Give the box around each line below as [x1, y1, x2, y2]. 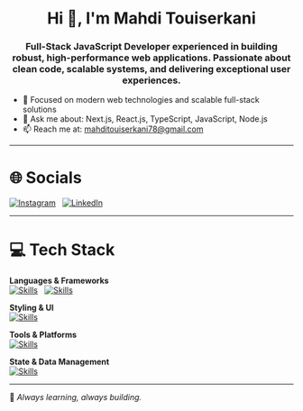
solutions [22, 104, 57, 115]
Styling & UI [9, 302, 54, 314]
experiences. [121, 74, 182, 87]
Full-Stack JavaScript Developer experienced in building [25, 41, 278, 53]
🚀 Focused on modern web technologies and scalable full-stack [22, 95, 260, 105]
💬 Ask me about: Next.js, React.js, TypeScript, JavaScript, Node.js [22, 114, 268, 124]
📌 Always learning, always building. [9, 392, 142, 403]
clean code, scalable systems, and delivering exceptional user [12, 63, 291, 76]
